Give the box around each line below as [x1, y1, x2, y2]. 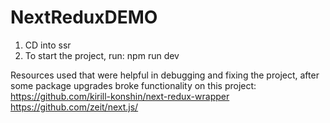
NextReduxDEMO [10, 6, 158, 29]
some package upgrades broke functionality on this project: [10, 79, 257, 91]
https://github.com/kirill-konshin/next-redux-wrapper [10, 90, 230, 102]
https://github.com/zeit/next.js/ [10, 101, 139, 113]
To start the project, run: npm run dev [24, 49, 180, 61]
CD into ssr [24, 39, 72, 51]
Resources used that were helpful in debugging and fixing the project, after [10, 69, 320, 81]
